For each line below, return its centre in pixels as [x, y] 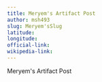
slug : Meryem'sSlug [35, 26]
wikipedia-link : [30, 52]
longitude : [22, 39]
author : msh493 [29, 20]
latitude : [21, 32]
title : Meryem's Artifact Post [51, 13]
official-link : [29, 45]
